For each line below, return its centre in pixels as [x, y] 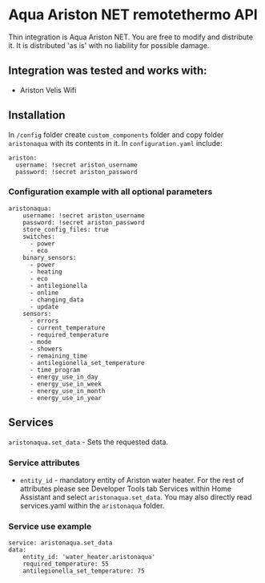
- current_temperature [67, 328]
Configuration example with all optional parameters [110, 192]
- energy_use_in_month [67, 391]
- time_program [55, 370]
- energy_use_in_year [66, 398]
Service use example [50, 526]
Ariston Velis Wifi [48, 90]
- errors [44, 321]
